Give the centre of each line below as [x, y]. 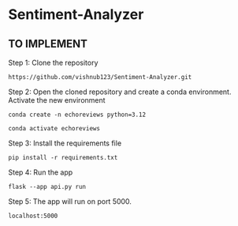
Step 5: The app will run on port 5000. [70, 202]
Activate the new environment [57, 100]
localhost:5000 [33, 216]
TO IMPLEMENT [48, 44]
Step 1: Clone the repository [53, 62]
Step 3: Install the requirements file [65, 143]
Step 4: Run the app [41, 172]
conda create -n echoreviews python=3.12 [77, 115]
